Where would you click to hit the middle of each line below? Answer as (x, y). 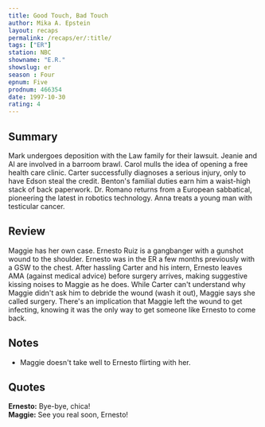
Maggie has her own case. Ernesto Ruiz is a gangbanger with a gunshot (126, 250)
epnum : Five (28, 82)
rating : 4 (25, 104)
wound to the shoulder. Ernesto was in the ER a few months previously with (132, 258)
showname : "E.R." (37, 60)
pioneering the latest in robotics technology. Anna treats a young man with (131, 198)
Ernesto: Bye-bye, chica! (49, 406)
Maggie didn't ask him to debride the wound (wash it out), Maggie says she (132, 293)
